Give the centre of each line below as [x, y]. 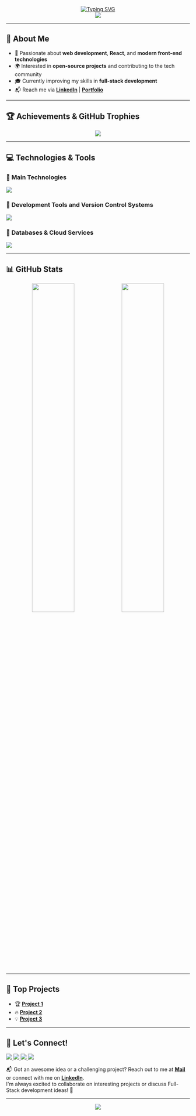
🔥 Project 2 [28, 1012]
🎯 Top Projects [33, 989]
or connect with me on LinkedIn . [45, 1078]
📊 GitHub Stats [34, 270]
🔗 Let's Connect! [37, 1043]
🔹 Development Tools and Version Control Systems [80, 205]
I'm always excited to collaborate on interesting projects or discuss [86, 1084]
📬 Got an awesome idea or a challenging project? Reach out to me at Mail [96, 1069]
